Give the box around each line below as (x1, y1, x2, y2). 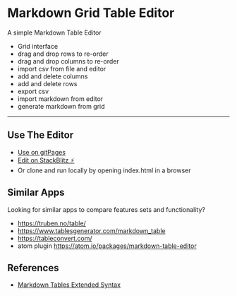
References (7, 261, 59, 273)
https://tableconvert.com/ (17, 234, 92, 242)
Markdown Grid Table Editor (7, 5, 175, 21)
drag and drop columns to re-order (17, 57, 119, 65)
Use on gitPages (17, 148, 66, 156)
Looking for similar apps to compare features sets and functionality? (7, 205, 206, 213)
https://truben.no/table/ (17, 219, 86, 227)
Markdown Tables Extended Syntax (17, 280, 121, 289)
